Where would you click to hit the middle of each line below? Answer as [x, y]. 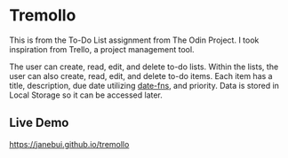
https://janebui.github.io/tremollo [69, 144]
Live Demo [39, 123]
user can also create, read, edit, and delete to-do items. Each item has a [141, 75]
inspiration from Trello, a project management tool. [102, 49]
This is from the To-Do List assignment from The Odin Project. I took [134, 40]
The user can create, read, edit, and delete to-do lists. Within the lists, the [144, 67]
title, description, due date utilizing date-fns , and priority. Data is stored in [144, 85]
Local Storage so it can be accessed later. [86, 95]
